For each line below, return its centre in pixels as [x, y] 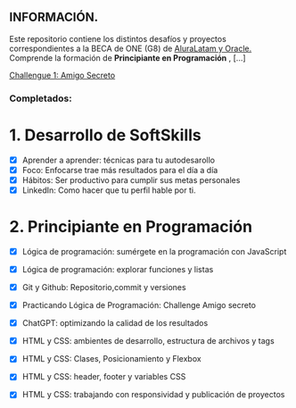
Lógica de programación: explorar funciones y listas [118, 269]
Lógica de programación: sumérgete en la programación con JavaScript [154, 251]
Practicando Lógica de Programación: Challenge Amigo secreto [139, 305]
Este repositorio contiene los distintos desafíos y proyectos [118, 38]
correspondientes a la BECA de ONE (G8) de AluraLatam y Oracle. [131, 48]
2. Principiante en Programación [131, 227]
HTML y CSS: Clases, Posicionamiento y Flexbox [112, 359]
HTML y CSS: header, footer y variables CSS [104, 377]
